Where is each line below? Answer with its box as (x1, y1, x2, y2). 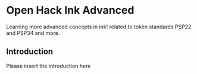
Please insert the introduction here (6, 62, 91, 69)
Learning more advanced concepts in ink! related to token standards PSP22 (6, 23, 192, 30)
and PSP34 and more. (6, 29, 60, 36)
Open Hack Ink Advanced (6, 4, 135, 17)
